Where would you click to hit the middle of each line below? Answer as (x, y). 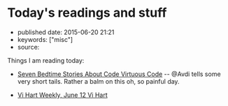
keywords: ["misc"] (45, 39)
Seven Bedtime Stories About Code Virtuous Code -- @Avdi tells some (119, 74)
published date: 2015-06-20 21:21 (66, 32)
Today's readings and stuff (87, 13)
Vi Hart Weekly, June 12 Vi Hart (62, 95)
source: (28, 47)
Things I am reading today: (46, 60)
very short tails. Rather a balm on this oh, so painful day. (98, 81)
